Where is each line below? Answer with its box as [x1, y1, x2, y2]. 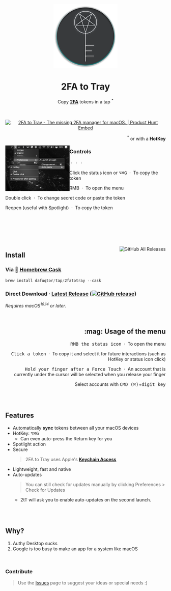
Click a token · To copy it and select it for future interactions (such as [11, 350, 166, 357]
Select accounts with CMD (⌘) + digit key [74, 381, 166, 387]
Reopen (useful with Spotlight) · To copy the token [5, 205, 113, 211]
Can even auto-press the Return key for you [20, 435, 112, 441]
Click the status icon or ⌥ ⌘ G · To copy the [69, 170, 158, 176]
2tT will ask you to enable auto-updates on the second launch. [20, 496, 152, 502]
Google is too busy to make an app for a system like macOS [12, 546, 138, 552]
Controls [69, 148, 92, 155]
